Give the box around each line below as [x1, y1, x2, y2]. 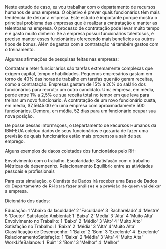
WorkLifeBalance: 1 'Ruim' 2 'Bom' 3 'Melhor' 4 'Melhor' [5, 239, 119, 245]
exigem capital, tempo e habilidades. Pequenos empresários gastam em [5, 71, 152, 76]
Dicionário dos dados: [5, 198, 50, 204]
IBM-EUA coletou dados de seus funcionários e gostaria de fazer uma [5, 128, 148, 133]
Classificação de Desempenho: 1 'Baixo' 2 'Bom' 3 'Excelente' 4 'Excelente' [5, 229, 160, 235]
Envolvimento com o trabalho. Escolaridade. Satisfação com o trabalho [5, 158, 150, 163]
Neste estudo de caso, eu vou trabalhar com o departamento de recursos [5, 4, 156, 10]
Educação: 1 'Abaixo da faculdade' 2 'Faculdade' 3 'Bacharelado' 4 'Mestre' [5, 208, 160, 213]
